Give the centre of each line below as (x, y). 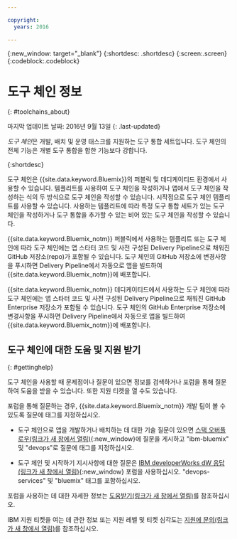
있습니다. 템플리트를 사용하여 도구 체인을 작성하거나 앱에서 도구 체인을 (125, 188)
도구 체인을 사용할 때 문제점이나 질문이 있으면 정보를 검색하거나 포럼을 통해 (111, 382)
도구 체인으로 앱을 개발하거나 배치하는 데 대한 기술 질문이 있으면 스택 (112, 430)
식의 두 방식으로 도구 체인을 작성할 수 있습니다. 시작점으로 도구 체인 (118, 197)
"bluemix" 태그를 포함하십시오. (97, 481)
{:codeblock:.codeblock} (44, 60)
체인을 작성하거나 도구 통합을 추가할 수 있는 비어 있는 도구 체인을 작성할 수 (109, 215)
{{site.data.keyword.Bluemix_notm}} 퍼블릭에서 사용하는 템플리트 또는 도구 (113, 239)
